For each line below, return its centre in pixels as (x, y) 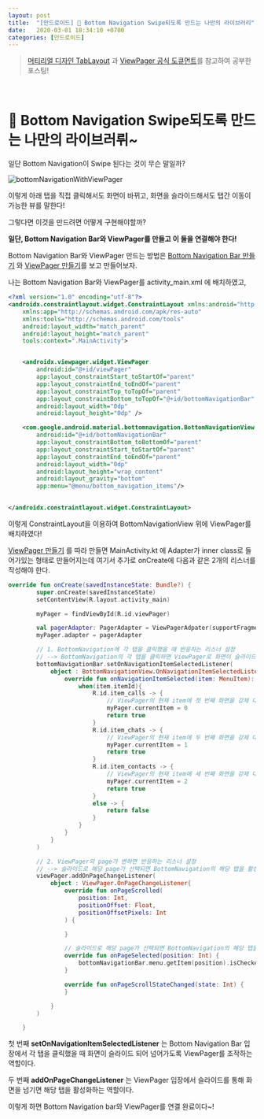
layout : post (29, 15)
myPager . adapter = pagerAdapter (90, 635)
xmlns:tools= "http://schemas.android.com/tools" (103, 319)
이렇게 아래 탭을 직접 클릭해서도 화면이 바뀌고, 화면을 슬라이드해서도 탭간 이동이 (130, 196)
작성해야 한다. (29, 570)
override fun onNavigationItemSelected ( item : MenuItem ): (159, 679)
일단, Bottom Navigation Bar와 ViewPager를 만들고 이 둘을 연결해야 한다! (123, 239)
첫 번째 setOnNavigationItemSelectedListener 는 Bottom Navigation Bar (125, 1043)
